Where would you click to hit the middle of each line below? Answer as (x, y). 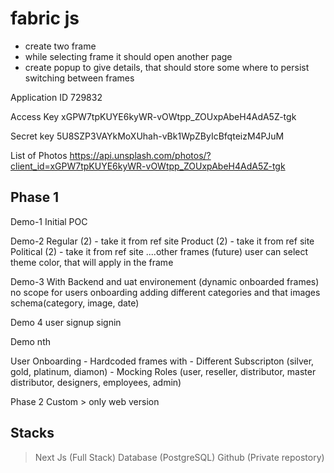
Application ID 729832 (56, 97)
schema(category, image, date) (75, 303)
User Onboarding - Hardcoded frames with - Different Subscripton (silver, (162, 361)
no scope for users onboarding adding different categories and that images (165, 292)
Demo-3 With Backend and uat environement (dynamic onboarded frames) (165, 281)
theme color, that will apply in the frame (92, 262)
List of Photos (39, 155)
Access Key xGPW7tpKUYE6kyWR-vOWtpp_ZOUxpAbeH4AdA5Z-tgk (153, 116)
